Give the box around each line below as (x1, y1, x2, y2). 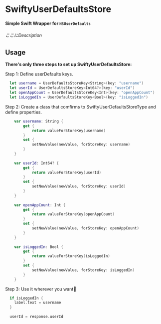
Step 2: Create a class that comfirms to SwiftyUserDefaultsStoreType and (5, 103, 156, 109)
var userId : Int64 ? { (14, 160, 59, 165)
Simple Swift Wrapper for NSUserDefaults (5, 20, 91, 26)
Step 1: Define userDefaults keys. (5, 71, 73, 77)
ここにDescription (5, 32, 42, 38)
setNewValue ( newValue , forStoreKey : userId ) (31, 184, 126, 189)
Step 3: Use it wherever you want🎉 (5, 286, 76, 292)
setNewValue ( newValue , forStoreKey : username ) (31, 142, 131, 147)
